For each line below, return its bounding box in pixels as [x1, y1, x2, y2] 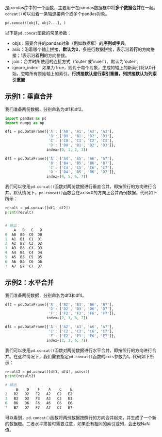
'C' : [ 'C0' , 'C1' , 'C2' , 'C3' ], [48, 138, 114, 143]
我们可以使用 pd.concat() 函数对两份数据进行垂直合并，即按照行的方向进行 [5, 183, 152, 189]
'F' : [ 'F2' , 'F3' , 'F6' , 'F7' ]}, [48, 311, 116, 316]
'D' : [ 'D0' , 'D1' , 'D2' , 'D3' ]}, [48, 143, 116, 148]
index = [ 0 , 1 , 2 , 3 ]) [46, 147, 88, 152]
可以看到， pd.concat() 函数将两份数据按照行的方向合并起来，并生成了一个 [5, 415, 152, 420]
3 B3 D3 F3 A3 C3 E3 [5, 396, 73, 401]
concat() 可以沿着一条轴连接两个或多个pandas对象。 [5, 11, 110, 17]
